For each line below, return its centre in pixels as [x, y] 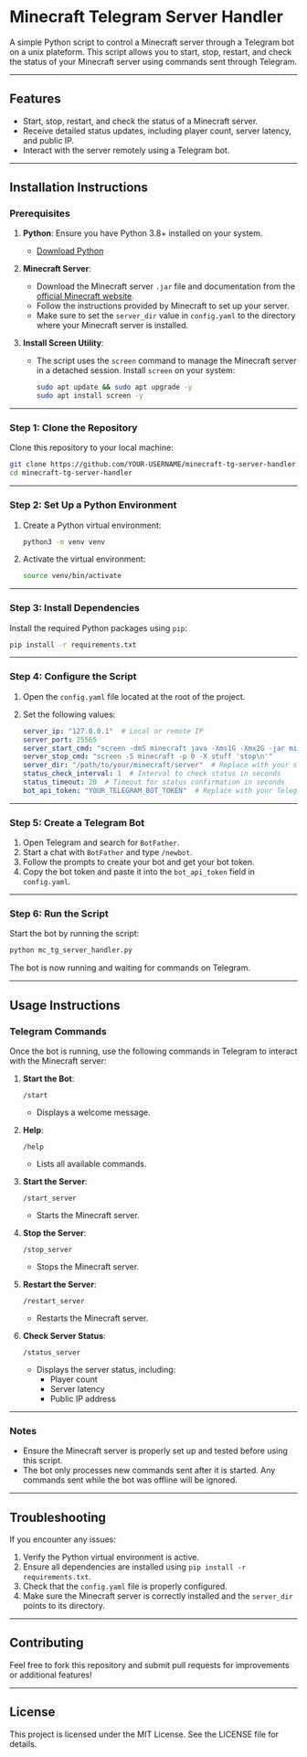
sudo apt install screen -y [90, 396]
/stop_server [48, 1249]
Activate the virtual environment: [84, 559]
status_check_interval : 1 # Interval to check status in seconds [152, 774]
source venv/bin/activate [72, 576]
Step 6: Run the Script [59, 914]
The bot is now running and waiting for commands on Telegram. [130, 968]
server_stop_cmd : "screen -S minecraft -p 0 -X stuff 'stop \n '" [148, 756]
